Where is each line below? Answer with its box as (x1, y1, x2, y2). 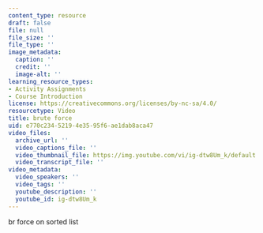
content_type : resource (8, 11, 87, 20)
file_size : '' (8, 33, 55, 42)
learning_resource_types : (8, 77, 93, 85)
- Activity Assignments (8, 85, 87, 93)
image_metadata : (8, 48, 62, 56)
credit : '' (15, 63, 51, 71)
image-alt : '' (15, 70, 62, 78)
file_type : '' (8, 41, 55, 49)
